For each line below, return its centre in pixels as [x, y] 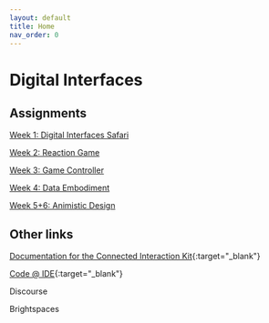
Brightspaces [34, 309]
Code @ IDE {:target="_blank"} [66, 274]
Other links [41, 234]
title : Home [32, 26]
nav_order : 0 [34, 35]
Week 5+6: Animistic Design [62, 206]
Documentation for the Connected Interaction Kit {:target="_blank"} [135, 257]
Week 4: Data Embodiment [60, 188]
